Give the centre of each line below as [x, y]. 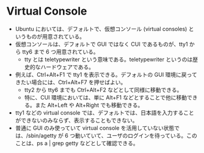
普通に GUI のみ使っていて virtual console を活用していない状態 [95, 128]
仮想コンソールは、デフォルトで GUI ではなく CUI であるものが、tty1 [101, 44]
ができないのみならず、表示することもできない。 [76, 120]
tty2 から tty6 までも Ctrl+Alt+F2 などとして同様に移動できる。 [103, 90]
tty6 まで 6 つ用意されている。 [60, 52]
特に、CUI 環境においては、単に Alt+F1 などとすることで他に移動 [106, 97]
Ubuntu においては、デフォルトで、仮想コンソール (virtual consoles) [101, 29]
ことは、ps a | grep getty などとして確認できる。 [77, 143]
